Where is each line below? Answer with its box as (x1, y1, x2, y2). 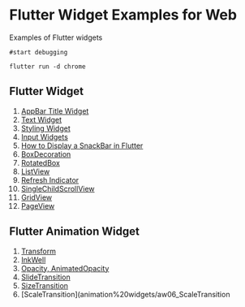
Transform (20, 246, 56, 256)
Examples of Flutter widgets (9, 32, 103, 42)
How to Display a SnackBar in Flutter (20, 141, 144, 150)
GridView (20, 192, 53, 202)
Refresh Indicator (20, 175, 80, 184)
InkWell (20, 254, 46, 265)
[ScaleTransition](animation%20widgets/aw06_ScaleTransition (20, 289, 230, 299)
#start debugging (9, 48, 68, 56)
